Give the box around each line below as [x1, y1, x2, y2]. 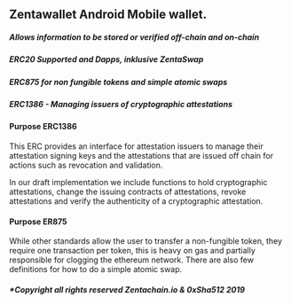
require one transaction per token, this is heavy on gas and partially [9, 246, 256, 256]
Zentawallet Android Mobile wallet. [9, 7, 208, 22]
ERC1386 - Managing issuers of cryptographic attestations [9, 99, 233, 110]
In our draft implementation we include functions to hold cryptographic [9, 177, 268, 188]
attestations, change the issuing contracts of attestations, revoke [9, 186, 247, 198]
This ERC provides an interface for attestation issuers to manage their [9, 141, 263, 152]
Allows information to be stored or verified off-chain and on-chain [9, 31, 260, 43]
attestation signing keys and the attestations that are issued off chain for [9, 151, 273, 161]
